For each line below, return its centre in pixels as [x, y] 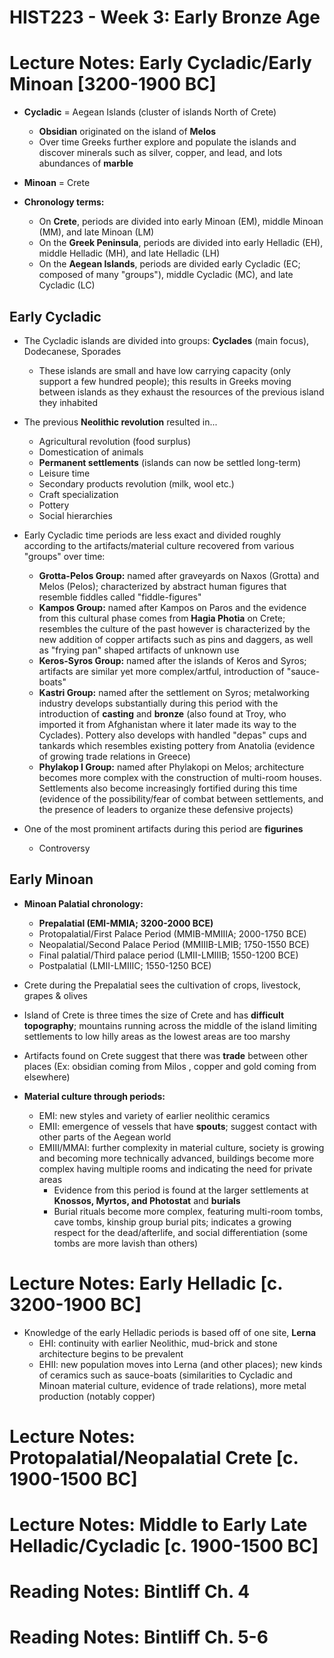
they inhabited [68, 402]
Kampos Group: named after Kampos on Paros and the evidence [172, 607]
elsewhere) [47, 1077]
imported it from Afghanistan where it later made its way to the [167, 724]
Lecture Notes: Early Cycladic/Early [160, 63]
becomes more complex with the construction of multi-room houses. [180, 777]
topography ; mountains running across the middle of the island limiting [170, 1025]
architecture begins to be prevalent [111, 1353]
